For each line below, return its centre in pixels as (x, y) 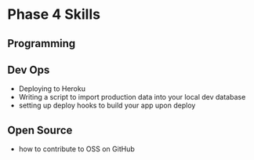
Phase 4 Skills (54, 15)
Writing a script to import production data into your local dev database (132, 97)
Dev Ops (29, 69)
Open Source (40, 130)
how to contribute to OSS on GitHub (76, 149)
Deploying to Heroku (52, 89)
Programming (42, 44)
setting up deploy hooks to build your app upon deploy (107, 105)
